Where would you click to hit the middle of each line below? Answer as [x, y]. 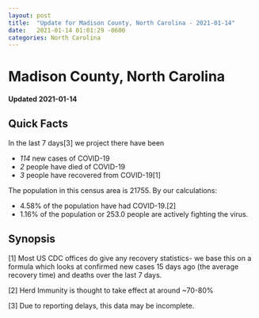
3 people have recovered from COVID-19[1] [90, 175]
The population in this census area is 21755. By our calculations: [113, 190]
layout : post [30, 15]
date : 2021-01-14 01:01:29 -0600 [67, 30]
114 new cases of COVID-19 [65, 158]
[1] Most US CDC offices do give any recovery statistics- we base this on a [130, 258]
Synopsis [32, 239]
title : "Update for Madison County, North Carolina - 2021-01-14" [122, 23]
